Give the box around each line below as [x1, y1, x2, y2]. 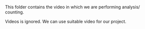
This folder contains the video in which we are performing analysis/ [5, 4, 140, 10]
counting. [5, 9, 24, 15]
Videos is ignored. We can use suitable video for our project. [5, 19, 127, 24]
